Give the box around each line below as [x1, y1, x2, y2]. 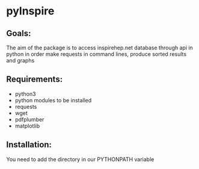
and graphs [6, 57, 35, 64]
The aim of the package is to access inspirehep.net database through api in [6, 44, 194, 51]
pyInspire [6, 4, 55, 18]
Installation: [6, 140, 52, 150]
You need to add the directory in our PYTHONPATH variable [6, 155, 155, 163]
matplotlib [14, 122, 40, 129]
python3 [14, 90, 36, 97]
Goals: [6, 28, 31, 38]
